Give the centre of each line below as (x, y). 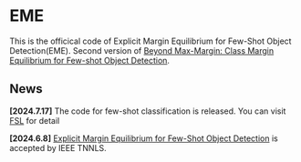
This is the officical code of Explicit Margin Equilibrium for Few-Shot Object (150, 41)
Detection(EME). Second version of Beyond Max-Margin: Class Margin (142, 50)
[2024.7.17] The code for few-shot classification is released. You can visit (148, 111)
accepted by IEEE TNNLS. (58, 147)
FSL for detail (35, 120)
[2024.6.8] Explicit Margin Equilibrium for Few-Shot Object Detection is (144, 138)
